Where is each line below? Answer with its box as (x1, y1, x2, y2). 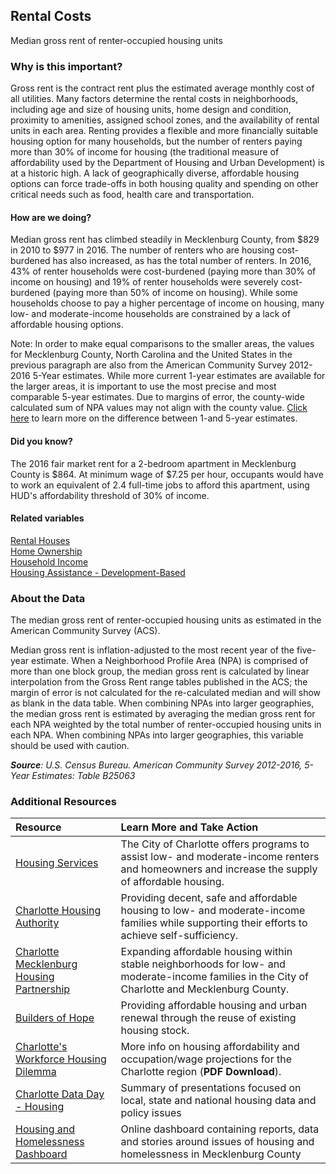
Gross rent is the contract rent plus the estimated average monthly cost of (10, 82, 315, 94)
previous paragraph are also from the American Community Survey (10, 359, 287, 371)
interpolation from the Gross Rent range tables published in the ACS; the (10, 676, 308, 688)
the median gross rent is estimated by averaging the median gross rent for (10, 708, 316, 720)
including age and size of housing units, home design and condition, (10, 104, 292, 116)
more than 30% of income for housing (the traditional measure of (10, 146, 280, 158)
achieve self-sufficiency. (120, 929, 239, 943)
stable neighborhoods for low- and (120, 957, 286, 971)
